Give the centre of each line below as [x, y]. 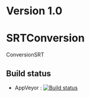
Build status [29, 73]
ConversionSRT [25, 55]
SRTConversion [45, 38]
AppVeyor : [28, 87]
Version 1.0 [34, 11]
